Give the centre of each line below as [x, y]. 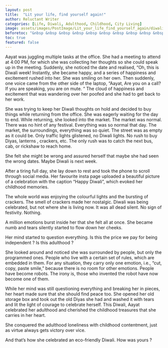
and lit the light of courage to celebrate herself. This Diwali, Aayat [72, 304]
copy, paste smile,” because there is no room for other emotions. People [79, 268]
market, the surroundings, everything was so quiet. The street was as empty [84, 130]
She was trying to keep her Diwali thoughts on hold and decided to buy [78, 109]
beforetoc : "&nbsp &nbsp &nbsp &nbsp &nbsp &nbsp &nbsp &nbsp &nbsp [78, 33]
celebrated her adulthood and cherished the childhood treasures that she [81, 310]
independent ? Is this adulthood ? [39, 242]
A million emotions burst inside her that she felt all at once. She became [79, 222]
